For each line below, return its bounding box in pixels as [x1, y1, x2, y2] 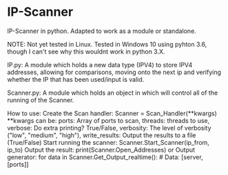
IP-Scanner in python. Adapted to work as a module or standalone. [7, 27, 196, 35]
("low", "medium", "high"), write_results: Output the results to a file [7, 131, 196, 139]
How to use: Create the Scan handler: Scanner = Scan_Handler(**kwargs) [7, 109, 217, 117]
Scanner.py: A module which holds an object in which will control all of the [7, 89, 218, 97]
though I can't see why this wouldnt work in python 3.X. [7, 47, 165, 56]
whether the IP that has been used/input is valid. [7, 75, 145, 83]
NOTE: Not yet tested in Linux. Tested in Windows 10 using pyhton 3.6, [7, 40, 207, 48]
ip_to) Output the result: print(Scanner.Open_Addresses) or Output [7, 145, 195, 154]
